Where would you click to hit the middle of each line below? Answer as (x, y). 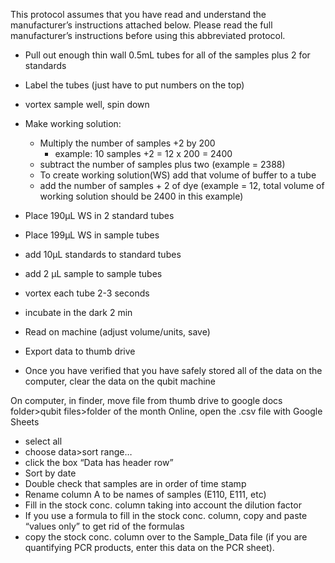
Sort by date (50, 473)
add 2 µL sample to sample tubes (93, 273)
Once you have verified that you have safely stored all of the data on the (173, 370)
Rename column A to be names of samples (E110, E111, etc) (145, 494)
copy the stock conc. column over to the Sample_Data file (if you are (166, 537)
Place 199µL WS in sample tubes (92, 235)
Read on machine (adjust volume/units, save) (117, 332)
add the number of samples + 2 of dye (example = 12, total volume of (182, 185)
